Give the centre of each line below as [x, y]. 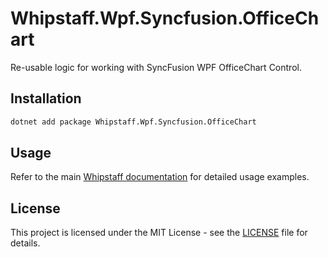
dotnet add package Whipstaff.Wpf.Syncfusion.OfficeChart [133, 122]
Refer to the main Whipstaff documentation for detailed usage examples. [160, 177]
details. [25, 243]
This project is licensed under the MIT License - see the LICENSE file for [159, 233]
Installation [46, 98]
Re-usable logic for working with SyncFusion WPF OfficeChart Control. [156, 67]
